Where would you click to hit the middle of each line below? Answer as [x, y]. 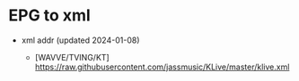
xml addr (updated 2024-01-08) [80, 40]
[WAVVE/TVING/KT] [72, 57]
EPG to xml [49, 16]
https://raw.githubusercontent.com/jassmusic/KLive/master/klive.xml [162, 67]
